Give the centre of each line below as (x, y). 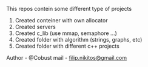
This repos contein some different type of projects (69, 9)
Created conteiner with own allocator (61, 20)
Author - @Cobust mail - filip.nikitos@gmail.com (67, 58)
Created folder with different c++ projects (67, 46)
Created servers (35, 27)
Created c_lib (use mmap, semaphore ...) (66, 33)
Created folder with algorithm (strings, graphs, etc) (79, 40)
